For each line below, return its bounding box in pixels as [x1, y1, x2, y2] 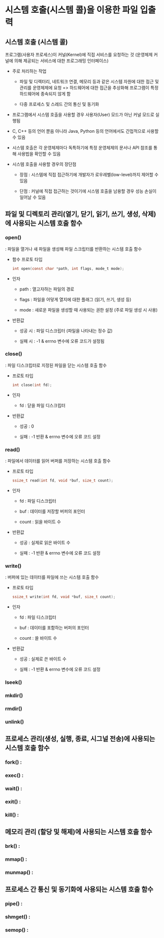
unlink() [5, 718, 24, 725]
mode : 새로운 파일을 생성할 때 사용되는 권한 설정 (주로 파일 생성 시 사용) [19, 307, 158, 313]
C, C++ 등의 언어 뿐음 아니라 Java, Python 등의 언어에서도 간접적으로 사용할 [12, 128, 159, 134]
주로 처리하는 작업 [12, 68, 47, 74]
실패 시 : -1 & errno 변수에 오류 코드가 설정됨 [19, 338, 105, 344]
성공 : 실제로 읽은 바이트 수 [19, 539, 70, 545]
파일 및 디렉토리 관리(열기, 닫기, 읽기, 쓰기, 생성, [5, 210, 141, 218]
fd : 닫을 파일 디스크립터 [19, 402, 66, 408]
